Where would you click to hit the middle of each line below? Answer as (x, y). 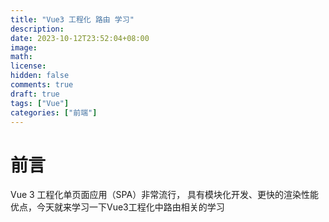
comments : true (42, 85)
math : (21, 57)
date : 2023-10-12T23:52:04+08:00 (80, 38)
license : (28, 66)
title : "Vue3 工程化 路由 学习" (72, 19)
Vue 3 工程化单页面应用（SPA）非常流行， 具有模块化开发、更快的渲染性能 (165, 195)
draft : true (35, 94)
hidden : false (40, 76)
